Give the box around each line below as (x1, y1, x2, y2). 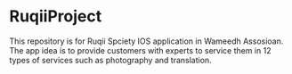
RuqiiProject (9, 6, 102, 27)
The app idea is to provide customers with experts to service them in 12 (9, 45, 272, 55)
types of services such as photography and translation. (9, 54, 212, 65)
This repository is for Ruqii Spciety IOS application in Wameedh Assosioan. (9, 36, 284, 46)
